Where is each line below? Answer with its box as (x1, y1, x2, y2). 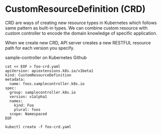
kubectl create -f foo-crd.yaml (5, 124, 71, 129)
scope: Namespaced (9, 111, 48, 116)
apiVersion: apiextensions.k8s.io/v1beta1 (5, 68, 94, 73)
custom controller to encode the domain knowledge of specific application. (5, 30, 158, 36)
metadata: (5, 77, 26, 82)
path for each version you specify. (5, 45, 75, 51)
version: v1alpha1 (9, 94, 48, 99)
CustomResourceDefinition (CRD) (5, 3, 146, 15)
